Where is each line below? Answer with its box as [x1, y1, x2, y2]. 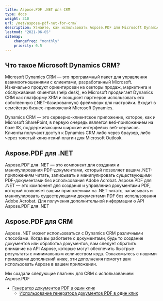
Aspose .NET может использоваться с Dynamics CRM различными [5, 230, 143, 236]
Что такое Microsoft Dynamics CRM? [5, 61, 120, 69]
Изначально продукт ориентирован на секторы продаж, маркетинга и [5, 84, 151, 90]
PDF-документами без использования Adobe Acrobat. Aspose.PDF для [5, 178, 152, 184]
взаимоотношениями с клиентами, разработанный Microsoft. [5, 79, 132, 85]
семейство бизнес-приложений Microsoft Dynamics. [5, 105, 114, 111]
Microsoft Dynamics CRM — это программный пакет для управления [5, 74, 147, 80]
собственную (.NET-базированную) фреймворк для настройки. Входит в [5, 100, 156, 106]
